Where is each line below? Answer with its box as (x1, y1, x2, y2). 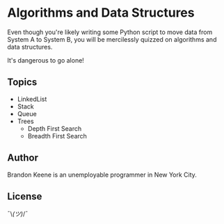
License (7, 190, 42, 202)
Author (7, 152, 38, 164)
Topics (7, 77, 38, 88)
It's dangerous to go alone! (7, 56, 85, 64)
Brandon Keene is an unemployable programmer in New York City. (7, 170, 197, 179)
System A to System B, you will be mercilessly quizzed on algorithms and (7, 35, 217, 43)
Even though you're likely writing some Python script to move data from (7, 28, 213, 36)
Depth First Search (27, 124, 82, 133)
